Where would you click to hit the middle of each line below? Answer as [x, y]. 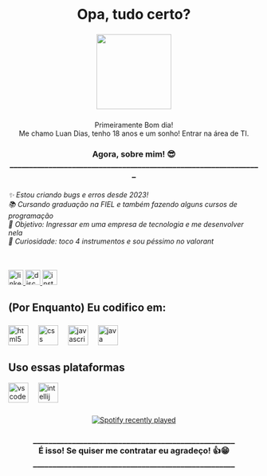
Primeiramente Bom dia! [134, 125]
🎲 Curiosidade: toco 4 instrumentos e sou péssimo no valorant [111, 241]
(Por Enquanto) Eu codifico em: [87, 307]
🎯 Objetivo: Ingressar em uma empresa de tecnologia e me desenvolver [126, 224]
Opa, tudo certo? [134, 15]
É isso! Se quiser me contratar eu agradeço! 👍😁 [134, 450]
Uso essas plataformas [67, 368]
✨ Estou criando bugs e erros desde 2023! [79, 194]
